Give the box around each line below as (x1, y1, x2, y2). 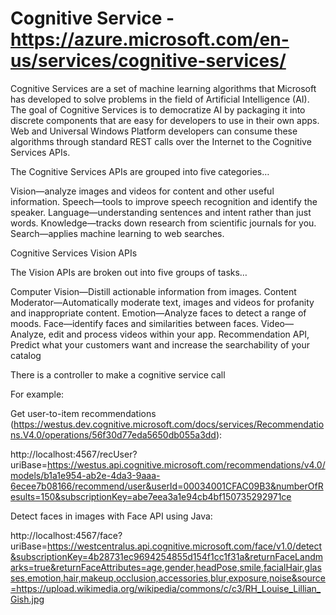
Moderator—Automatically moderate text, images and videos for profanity (10, 296, 315, 308)
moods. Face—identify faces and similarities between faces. (10, 317, 259, 329)
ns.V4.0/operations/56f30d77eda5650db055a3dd (10, 428, 217, 441)
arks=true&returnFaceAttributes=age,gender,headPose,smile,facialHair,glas (10, 561, 322, 573)
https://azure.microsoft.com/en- (10, 28, 290, 51)
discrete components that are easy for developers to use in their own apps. (10, 114, 320, 126)
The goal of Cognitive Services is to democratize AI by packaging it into (10, 103, 306, 116)
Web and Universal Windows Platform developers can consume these (10, 125, 298, 137)
